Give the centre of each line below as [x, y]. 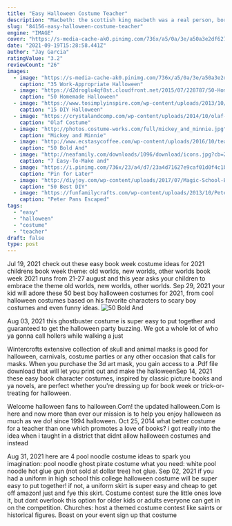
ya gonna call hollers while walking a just [65, 336]
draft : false [26, 238]
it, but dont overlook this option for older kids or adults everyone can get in [114, 500]
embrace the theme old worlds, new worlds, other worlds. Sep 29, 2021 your [116, 286]
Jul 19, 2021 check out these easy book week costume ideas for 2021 [106, 264]
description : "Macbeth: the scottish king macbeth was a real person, [111, 20]
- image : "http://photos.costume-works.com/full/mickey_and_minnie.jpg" [120, 129]
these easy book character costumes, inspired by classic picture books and [115, 378]
